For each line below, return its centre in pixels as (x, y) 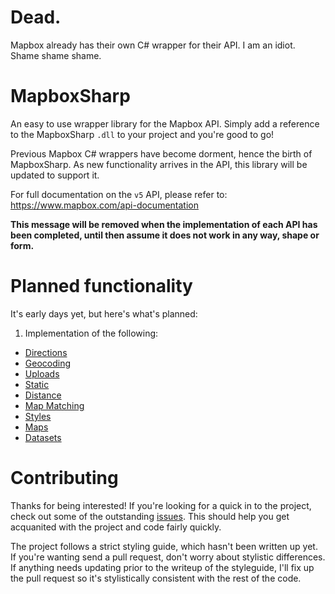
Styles (38, 416)
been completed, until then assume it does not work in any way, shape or (165, 235)
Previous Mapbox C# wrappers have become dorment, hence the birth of (161, 153)
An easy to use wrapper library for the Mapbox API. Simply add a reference (165, 123)
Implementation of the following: (91, 333)
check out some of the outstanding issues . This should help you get (150, 516)
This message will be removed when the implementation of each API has (164, 224)
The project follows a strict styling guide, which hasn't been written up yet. (164, 546)
